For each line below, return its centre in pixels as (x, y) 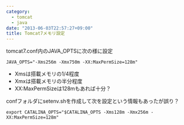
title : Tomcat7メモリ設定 (36, 34)
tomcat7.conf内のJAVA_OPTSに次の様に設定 (60, 51)
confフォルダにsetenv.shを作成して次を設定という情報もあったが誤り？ (93, 101)
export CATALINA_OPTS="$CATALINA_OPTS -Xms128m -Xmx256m (77, 113)
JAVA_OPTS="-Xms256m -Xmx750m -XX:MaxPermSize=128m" (72, 63)
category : (18, 11)
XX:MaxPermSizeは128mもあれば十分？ (63, 88)
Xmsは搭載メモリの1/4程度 (47, 74)
